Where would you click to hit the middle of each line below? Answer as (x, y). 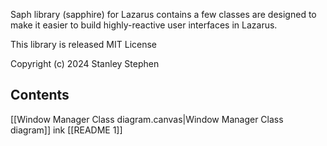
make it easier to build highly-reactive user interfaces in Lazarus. (144, 25)
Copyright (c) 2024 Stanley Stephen (85, 63)
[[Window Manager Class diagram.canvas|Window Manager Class (147, 119)
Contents (40, 95)
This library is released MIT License (84, 44)
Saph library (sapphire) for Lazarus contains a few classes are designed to (163, 14)
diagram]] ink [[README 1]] (66, 130)
